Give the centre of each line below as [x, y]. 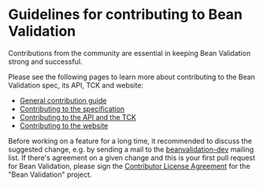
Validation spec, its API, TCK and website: [76, 85]
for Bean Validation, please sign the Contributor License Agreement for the [129, 166]
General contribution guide [63, 100]
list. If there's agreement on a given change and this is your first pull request [132, 157]
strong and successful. [45, 62]
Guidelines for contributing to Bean [125, 15]
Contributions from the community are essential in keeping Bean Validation [130, 53]
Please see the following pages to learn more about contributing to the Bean [132, 77]
